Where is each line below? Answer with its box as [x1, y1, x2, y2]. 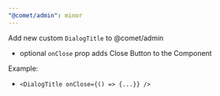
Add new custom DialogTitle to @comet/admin [8, 33, 164, 42]
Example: [8, 64, 39, 73]
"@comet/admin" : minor [8, 11, 83, 20]
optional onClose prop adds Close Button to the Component [19, 48, 212, 57]
